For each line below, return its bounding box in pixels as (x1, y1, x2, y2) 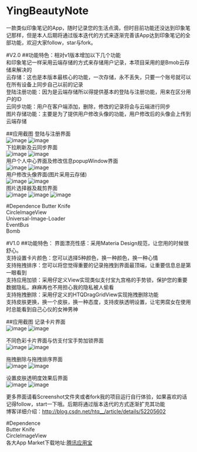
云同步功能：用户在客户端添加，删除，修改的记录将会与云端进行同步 (6, 103, 171, 110)
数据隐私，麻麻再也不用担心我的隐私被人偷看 (6, 283, 114, 290)
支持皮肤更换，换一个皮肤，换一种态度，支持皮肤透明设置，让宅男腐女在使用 (6, 298, 191, 305)
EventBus (6, 221, 29, 228)
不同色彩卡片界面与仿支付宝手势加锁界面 (6, 337, 104, 344)
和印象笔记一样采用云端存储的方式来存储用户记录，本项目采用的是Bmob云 (6, 59, 185, 66)
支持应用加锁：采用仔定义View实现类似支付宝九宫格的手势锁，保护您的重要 (6, 276, 188, 283)
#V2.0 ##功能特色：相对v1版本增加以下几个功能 (6, 51, 121, 58)
